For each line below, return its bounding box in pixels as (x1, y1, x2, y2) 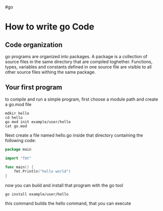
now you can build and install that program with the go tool (5, 183, 123, 189)
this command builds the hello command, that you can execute (5, 200, 131, 207)
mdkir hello (5, 111, 29, 116)
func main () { (5, 165, 34, 169)
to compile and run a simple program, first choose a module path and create (5, 96, 159, 102)
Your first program (5, 83, 62, 92)
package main (5, 147, 32, 152)
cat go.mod (5, 124, 27, 128)
